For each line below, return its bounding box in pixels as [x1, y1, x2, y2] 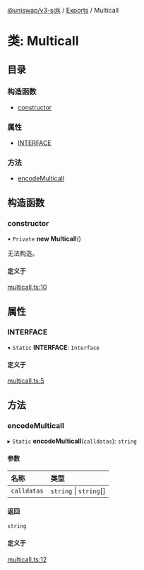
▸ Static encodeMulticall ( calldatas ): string [7, 437, 138, 445]
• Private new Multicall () [7, 234, 81, 243]
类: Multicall [7, 33, 79, 49]
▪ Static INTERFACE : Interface [7, 344, 100, 352]
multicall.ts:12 [7, 555, 47, 564]
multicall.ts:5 [7, 376, 44, 385]
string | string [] [50, 486, 106, 496]
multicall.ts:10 [7, 283, 47, 292]
